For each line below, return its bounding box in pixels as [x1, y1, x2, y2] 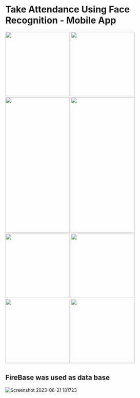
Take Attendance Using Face [5, 4, 130, 15]
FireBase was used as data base [5, 373, 110, 382]
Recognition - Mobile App [5, 14, 116, 26]
